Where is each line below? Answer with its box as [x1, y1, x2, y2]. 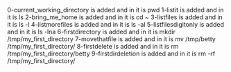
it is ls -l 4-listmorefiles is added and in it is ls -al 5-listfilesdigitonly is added [7, 21, 224, 28]
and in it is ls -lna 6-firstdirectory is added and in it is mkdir [7, 27, 176, 36]
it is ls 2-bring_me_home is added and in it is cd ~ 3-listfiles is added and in [7, 13, 223, 21]
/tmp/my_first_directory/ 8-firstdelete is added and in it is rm [7, 43, 179, 50]
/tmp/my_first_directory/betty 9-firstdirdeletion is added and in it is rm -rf [7, 49, 216, 58]
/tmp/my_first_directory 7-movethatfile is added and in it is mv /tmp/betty [7, 35, 216, 43]
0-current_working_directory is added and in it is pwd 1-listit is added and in [7, 6, 224, 14]
